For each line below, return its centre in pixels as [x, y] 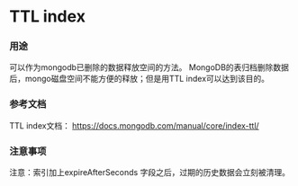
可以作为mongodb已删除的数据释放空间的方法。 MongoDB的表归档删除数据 [149, 67]
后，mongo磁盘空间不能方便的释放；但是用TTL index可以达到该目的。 [140, 79]
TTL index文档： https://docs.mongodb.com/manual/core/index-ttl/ [134, 125]
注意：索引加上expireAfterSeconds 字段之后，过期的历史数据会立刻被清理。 [150, 173]
